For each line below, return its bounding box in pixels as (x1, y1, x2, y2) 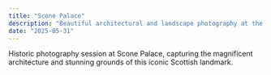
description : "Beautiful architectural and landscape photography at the (8, 19, 264, 27)
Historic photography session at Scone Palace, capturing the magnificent (8, 49, 253, 59)
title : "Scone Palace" (8, 11, 85, 20)
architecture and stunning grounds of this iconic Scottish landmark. (8, 57, 234, 67)
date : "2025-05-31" (8, 27, 75, 35)
